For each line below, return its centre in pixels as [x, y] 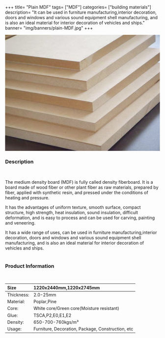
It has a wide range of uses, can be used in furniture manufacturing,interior [81, 232]
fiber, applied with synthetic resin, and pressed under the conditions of [77, 192]
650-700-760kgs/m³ [56, 322]
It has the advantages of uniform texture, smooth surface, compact [73, 207]
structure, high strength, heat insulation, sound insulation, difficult [72, 212]
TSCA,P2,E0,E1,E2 [53, 315]
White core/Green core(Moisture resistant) [76, 309]
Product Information [30, 266]
